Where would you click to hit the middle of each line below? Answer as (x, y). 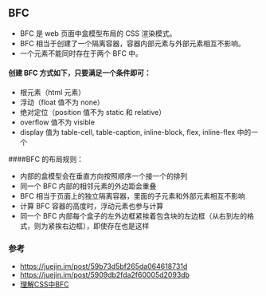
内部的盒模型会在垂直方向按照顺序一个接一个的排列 (104, 176)
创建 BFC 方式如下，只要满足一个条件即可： (80, 73)
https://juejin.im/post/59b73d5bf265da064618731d (104, 266)
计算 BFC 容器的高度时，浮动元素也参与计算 (92, 206)
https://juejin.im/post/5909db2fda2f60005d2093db (104, 275)
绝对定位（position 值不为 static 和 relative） (92, 112)
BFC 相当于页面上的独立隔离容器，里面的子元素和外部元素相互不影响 (132, 196)
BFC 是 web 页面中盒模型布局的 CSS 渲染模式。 (98, 33)
